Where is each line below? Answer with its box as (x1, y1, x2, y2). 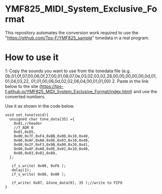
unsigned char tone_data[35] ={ (9, 116, 75, 122)
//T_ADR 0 (14, 125, 34, 130)
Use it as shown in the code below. (5, 103, 75, 109)
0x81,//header (14, 121, 42, 126)
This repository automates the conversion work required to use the (5, 30, 139, 35)
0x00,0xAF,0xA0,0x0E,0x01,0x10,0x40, (14, 146, 90, 151)
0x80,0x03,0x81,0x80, (14, 150, 57, 156)
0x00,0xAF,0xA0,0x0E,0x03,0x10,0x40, (14, 138, 90, 143)
